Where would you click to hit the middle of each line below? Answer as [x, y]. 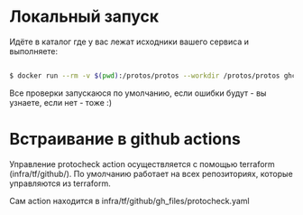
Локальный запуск [84, 17]
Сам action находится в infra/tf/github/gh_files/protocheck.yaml [129, 201]
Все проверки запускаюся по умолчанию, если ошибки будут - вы [138, 93]
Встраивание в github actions [125, 139]
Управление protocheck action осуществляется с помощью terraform [142, 164]
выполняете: [34, 51]
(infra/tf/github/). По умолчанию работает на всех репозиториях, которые [151, 173]
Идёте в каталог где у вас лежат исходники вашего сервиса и [129, 42]
